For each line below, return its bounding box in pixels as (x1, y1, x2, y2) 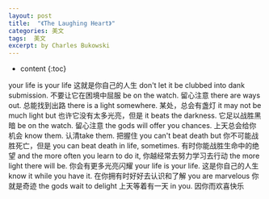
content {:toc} (19, 64, 67, 73)
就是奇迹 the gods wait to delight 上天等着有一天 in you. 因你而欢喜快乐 (8, 181, 245, 191)
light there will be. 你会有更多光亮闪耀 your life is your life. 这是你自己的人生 (8, 161, 259, 171)
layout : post (8, 11, 53, 20)
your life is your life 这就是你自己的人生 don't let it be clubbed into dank (8, 81, 245, 90)
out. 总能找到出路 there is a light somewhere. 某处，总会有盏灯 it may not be (8, 101, 262, 110)
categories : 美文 (8, 27, 65, 35)
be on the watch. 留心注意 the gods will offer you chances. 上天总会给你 (17, 121, 257, 131)
